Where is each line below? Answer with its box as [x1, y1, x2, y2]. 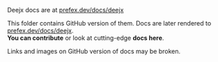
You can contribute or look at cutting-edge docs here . [7, 34, 164, 42]
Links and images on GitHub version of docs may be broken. [7, 48, 181, 55]
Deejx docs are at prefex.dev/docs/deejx [7, 6, 124, 14]
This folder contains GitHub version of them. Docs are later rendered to [7, 19, 212, 27]
